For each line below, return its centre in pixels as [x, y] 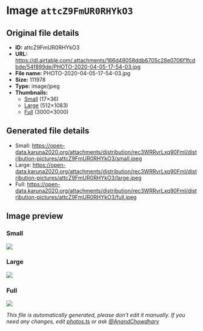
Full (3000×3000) [46, 112]
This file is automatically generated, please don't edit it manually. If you [96, 315]
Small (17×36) [41, 99]
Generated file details [48, 131]
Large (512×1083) [46, 105]
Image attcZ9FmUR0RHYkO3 [70, 11]
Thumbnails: [32, 92]
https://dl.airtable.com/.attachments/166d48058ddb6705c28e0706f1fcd [105, 60]
